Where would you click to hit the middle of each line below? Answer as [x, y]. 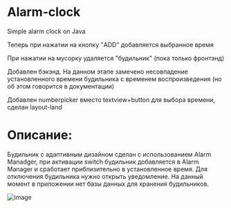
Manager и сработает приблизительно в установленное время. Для [107, 169]
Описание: [40, 135]
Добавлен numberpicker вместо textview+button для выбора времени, [111, 99]
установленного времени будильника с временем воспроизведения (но [114, 79]
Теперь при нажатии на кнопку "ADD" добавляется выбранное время [111, 44]
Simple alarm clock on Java [46, 31]
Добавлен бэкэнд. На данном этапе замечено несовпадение [98, 71]
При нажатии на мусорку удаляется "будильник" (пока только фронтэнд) [116, 58]
